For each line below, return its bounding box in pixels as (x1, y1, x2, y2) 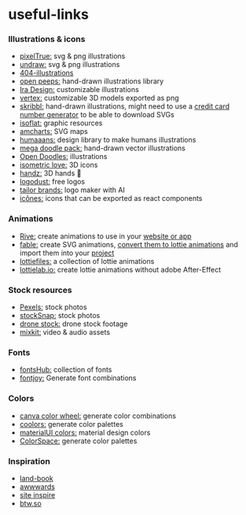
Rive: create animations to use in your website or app (19, 231, 192, 241)
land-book (19, 473, 53, 483)
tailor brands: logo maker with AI (19, 185, 126, 195)
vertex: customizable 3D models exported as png (19, 93, 179, 103)
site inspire (19, 490, 56, 499)
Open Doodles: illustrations (19, 152, 108, 161)
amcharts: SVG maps (19, 127, 88, 136)
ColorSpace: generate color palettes (19, 435, 138, 446)
